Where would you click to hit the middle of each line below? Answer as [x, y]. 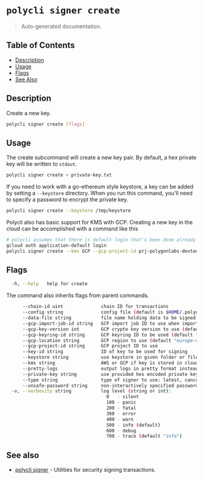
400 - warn [120, 419]
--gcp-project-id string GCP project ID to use [90, 346]
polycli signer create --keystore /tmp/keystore [69, 211]
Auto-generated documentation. [61, 26]
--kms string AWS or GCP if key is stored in [102, 363]
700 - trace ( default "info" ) [144, 436]
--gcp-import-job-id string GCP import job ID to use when [101, 323]
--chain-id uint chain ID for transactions [95, 307]
